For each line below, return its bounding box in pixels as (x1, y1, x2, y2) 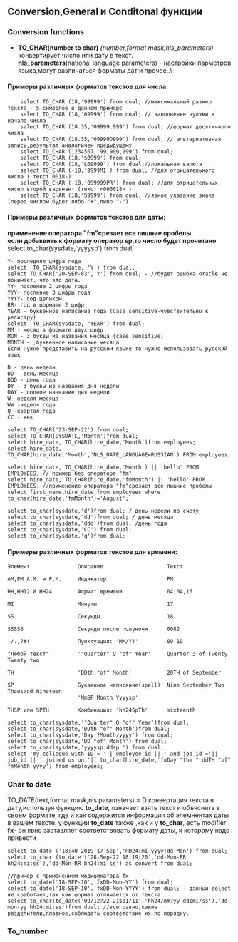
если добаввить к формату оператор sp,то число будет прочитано (7, 237, 217, 245)
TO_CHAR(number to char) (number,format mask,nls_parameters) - (17, 43, 219, 52)
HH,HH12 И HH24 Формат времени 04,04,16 (7, 588, 193, 595)
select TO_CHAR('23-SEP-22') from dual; (7, 426, 130, 434)
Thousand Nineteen (7, 688, 62, 695)
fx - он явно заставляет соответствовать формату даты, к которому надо (7, 826, 230, 834)
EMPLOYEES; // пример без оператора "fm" (7, 470, 133, 477)
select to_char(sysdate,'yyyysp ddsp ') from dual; (7, 744, 164, 752)
